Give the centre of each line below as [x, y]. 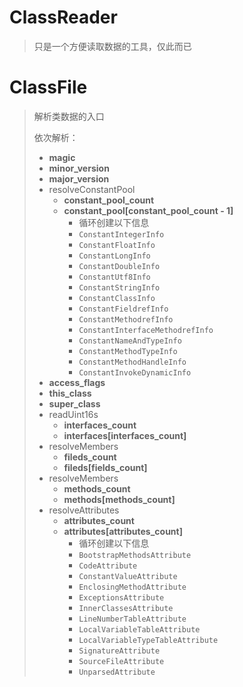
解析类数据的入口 [69, 116]
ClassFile [48, 87]
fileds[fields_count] [105, 467]
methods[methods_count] [119, 499]
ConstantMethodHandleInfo [132, 362]
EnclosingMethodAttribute [132, 587]
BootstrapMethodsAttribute [135, 555]
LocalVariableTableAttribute [139, 629]
